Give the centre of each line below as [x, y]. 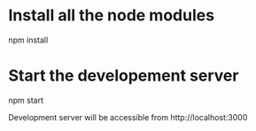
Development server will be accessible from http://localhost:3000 [128, 117]
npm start [26, 100]
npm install [28, 40]
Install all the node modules [111, 15]
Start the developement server [124, 76]
